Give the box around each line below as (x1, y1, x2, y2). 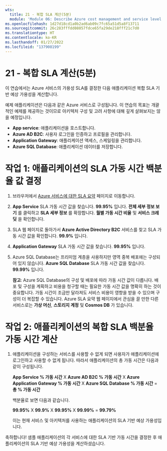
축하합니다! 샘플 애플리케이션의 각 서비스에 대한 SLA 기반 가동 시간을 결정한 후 (5, 435, 157, 441)
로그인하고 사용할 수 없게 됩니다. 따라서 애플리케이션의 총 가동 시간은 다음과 (12, 357, 159, 363)
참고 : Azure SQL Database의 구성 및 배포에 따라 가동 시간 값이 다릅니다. (12, 277, 154, 283)
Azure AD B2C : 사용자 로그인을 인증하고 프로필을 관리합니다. (12, 131, 132, 137)
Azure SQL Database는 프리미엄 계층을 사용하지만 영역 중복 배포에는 (12, 254, 147, 260)
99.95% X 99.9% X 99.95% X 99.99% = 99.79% (12, 407, 116, 413)
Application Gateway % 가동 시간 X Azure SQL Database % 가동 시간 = (12, 380, 158, 387)
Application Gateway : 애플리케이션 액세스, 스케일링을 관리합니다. (12, 137, 142, 143)
